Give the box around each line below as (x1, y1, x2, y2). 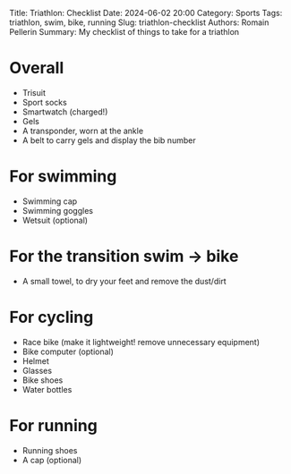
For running (9, 415, 98, 436)
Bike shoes (21, 375, 64, 385)
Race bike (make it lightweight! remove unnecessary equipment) (21, 336, 261, 347)
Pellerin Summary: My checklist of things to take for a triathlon (9, 27, 240, 37)
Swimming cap (21, 196, 78, 207)
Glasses (21, 365, 52, 376)
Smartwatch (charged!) (21, 106, 108, 117)
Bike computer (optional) (21, 346, 115, 357)
